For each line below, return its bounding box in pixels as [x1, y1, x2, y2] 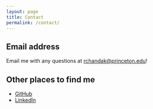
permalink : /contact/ [6, 20, 60, 25]
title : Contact [6, 14, 44, 20]
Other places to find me [6, 75, 95, 85]
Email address [6, 41, 60, 52]
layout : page [6, 8, 39, 15]
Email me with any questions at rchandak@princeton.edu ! [6, 57, 148, 65]
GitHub [14, 90, 33, 97]
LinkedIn [14, 97, 36, 104]
